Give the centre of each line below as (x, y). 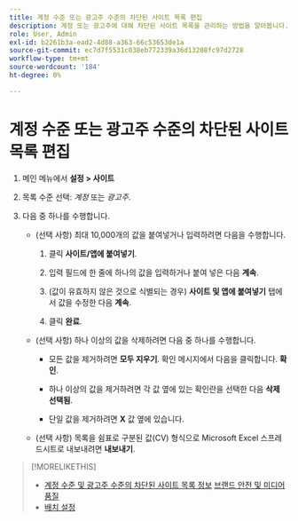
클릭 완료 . (65, 321)
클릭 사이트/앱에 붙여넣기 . (93, 253)
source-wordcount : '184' (55, 67)
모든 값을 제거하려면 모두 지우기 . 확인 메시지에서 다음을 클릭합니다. (163, 359)
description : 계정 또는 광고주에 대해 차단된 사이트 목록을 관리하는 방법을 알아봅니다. (149, 26)
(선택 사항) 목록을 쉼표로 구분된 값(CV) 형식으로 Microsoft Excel (147, 438)
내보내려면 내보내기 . (101, 448)
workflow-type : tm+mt (49, 59)
